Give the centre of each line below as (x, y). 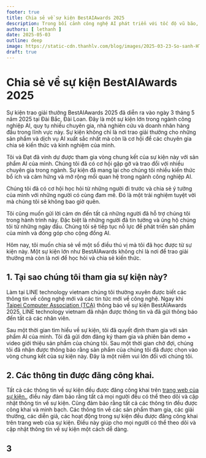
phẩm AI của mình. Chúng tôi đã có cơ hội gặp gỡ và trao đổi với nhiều (95, 163)
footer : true (23, 12)
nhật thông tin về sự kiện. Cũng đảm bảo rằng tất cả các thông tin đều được (102, 403)
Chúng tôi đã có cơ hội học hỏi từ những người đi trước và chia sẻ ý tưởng (99, 188)
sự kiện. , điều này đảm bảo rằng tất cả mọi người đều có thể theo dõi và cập (103, 397)
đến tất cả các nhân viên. (38, 318)
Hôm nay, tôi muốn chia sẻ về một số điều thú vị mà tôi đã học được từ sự (99, 245)
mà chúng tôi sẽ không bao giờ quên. (53, 201)
